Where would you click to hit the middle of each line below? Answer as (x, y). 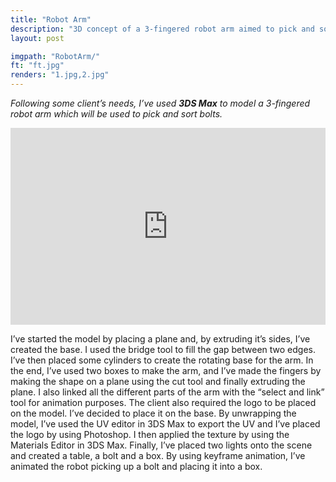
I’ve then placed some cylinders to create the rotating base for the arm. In (162, 360)
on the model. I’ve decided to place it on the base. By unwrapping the (153, 413)
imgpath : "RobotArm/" (55, 56)
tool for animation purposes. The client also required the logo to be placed (163, 402)
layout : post (37, 38)
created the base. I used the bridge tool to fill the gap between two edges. (163, 349)
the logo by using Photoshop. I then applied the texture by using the (150, 434)
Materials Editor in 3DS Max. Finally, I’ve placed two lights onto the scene (161, 445)
